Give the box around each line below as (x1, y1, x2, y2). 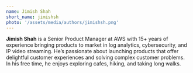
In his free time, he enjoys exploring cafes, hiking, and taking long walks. (6, 60, 181, 67)
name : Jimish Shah (6, 8, 51, 15)
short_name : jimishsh (6, 14, 59, 20)
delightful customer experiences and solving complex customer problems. (6, 54, 185, 61)
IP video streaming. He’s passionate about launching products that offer (6, 48, 179, 55)
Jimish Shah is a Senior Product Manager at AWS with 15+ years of (6, 36, 168, 43)
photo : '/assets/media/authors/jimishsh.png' (6, 19, 119, 25)
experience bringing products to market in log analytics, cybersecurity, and (6, 41, 187, 48)
